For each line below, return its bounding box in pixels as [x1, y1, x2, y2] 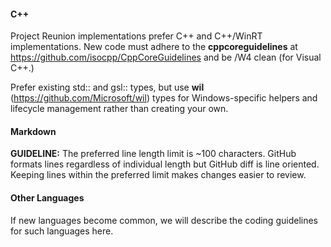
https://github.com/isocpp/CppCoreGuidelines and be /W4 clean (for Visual [10, 51, 322, 64]
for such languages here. [10, 225, 114, 237]
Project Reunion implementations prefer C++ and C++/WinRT [10, 30, 263, 42]
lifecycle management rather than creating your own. [10, 103, 229, 115]
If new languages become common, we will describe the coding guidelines [10, 214, 318, 226]
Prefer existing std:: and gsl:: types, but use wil [10, 81, 205, 94]
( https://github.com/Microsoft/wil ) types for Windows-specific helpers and [10, 92, 318, 104]
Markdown [10, 125, 57, 137]
